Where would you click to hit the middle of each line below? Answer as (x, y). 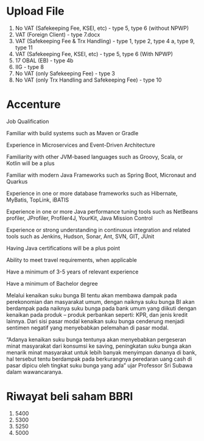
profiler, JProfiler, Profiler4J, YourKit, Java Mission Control (80, 218)
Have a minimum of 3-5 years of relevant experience (72, 272)
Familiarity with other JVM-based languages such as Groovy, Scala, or (95, 157)
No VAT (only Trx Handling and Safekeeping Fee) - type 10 (88, 80)
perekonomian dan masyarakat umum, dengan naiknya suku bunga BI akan (100, 302)
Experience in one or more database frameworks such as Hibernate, (92, 193)
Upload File (36, 11)
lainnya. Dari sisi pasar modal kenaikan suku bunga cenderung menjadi (95, 321)
